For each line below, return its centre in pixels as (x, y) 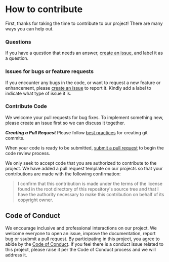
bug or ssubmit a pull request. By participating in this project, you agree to (83, 239)
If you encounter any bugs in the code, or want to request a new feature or (83, 83)
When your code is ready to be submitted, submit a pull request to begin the (85, 147)
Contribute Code (26, 106)
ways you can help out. (30, 28)
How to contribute (44, 9)
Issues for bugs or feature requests (50, 71)
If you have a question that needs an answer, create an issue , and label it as (84, 53)
